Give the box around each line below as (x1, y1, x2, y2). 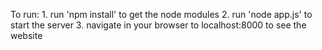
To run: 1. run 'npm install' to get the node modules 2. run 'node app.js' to (10, 9, 313, 20)
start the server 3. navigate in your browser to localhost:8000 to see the (10, 19, 307, 31)
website (10, 30, 43, 41)
